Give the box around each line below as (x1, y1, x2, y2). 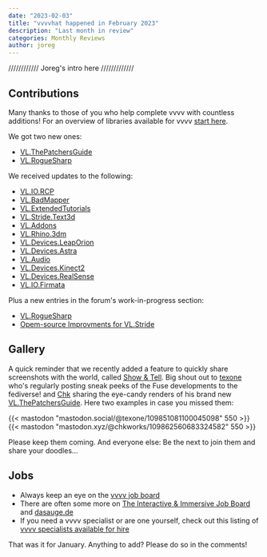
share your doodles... (8, 445, 78, 456)
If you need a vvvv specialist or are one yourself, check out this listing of (19, 515, 259, 525)
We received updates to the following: (8, 171, 133, 181)
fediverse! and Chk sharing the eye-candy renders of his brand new (8, 389, 232, 399)
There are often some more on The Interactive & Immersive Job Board (19, 499, 250, 508)
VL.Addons (19, 221, 58, 230)
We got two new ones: (8, 131, 82, 141)
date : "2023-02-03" (8, 11, 74, 20)
